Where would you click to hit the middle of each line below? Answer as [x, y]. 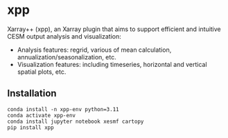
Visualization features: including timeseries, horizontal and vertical [112, 64]
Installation [32, 93]
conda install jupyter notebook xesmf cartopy [76, 121]
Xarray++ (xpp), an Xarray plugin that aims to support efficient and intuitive [114, 29]
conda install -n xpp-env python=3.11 [63, 109]
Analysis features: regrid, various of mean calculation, [94, 50]
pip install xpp [30, 127]
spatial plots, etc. [42, 72]
